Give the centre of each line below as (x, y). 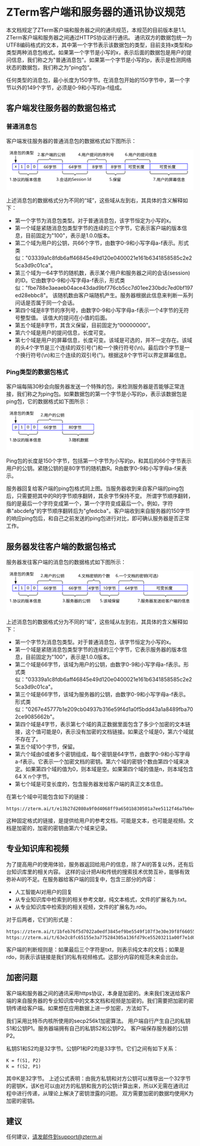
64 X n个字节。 (33, 777)
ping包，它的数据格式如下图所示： (48, 401)
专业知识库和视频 (37, 849)
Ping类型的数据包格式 (37, 372)
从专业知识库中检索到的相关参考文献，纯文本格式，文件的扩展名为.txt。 (102, 899)
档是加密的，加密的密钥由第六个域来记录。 (58, 828)
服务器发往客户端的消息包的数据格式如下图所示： (66, 562)
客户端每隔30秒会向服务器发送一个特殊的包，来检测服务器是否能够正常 (93, 386)
